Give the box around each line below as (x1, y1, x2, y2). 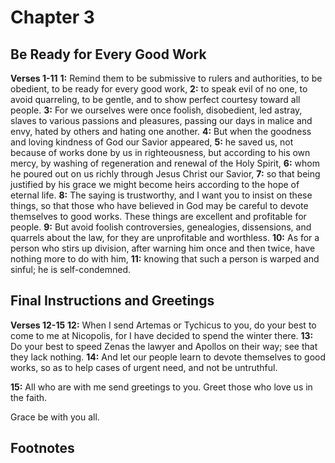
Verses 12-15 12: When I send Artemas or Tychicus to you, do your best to (10, 319, 317, 331)
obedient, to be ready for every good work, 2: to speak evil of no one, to (10, 83, 308, 95)
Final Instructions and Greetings (10, 292, 215, 310)
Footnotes (10, 440, 75, 457)
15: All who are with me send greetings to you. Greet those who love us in (10, 381, 313, 393)
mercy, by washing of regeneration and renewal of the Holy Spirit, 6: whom (10, 157, 320, 169)
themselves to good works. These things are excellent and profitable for (10, 211, 307, 222)
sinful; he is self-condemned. (10, 264, 132, 275)
